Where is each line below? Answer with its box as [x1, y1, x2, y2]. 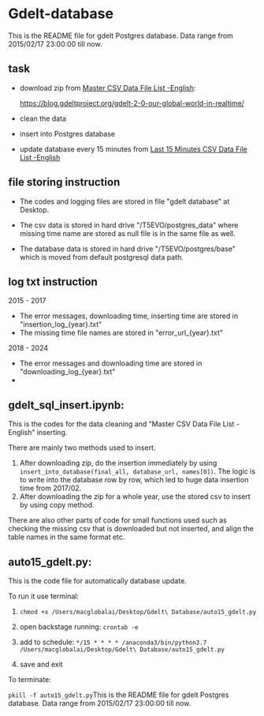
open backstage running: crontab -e [19, 622, 139, 632]
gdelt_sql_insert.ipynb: [8, 398, 125, 411]
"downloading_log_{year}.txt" [19, 367, 116, 377]
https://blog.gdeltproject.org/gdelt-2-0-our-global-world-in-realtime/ [19, 98, 244, 107]
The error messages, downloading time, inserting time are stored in [19, 311, 239, 321]
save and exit [19, 660, 63, 669]
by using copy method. [19, 500, 95, 510]
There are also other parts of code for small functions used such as [8, 515, 227, 525]
